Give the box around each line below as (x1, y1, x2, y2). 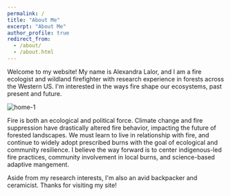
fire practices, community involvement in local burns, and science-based (7, 153, 216, 161)
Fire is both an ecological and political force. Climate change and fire (7, 116, 203, 124)
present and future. (7, 89, 62, 97)
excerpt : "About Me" (7, 23, 67, 30)
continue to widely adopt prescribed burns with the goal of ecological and (7, 138, 218, 146)
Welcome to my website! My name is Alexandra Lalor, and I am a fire (7, 67, 202, 76)
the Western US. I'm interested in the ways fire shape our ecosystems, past (7, 82, 223, 90)
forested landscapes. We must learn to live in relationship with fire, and (7, 130, 210, 139)
